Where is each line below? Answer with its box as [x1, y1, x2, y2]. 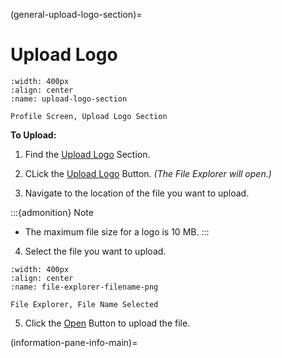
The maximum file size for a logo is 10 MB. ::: [24, 225, 210, 238]
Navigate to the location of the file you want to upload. [24, 187, 250, 199]
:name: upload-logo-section [10, 94, 128, 104]
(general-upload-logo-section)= [10, 9, 143, 20]
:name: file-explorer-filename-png [10, 282, 159, 292]
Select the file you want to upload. [24, 245, 167, 257]
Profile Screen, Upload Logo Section [10, 111, 168, 121]
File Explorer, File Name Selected [10, 299, 159, 309]
